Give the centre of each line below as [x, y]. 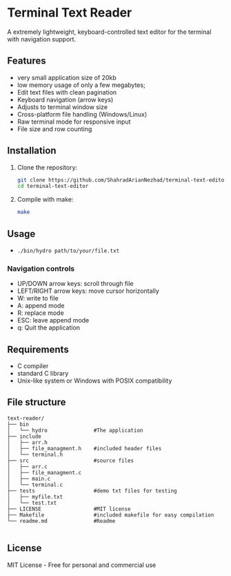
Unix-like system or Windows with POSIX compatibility [94, 381]
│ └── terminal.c [35, 485]
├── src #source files [71, 461]
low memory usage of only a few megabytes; [81, 85]
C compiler [33, 366]
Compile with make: [45, 200]
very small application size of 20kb [67, 77]
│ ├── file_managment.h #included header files [84, 448]
